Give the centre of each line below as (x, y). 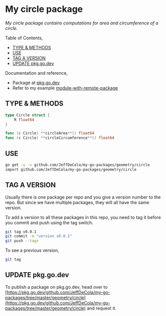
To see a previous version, (32, 250)
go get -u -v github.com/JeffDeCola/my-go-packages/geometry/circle (78, 165)
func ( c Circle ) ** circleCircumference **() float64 (60, 138)
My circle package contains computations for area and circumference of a (82, 23)
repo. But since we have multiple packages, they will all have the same (77, 202)
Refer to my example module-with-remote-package (65, 88)
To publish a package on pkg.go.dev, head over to (56, 287)
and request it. (102, 308)
